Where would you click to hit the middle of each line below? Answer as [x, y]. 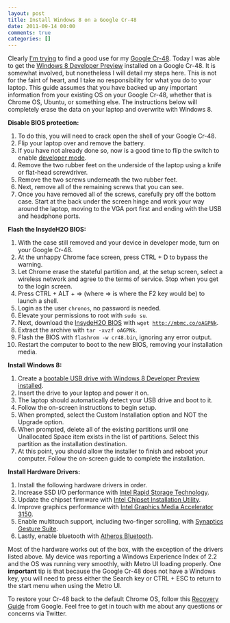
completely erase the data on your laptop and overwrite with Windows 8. [110, 110]
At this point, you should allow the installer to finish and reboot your [113, 451]
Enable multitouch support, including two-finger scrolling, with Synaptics [120, 522]
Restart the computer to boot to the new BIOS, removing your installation [120, 345]
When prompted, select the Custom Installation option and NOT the [112, 415]
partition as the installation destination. [72, 444]
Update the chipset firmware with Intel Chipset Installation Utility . [109, 500]
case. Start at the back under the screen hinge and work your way [111, 201]
